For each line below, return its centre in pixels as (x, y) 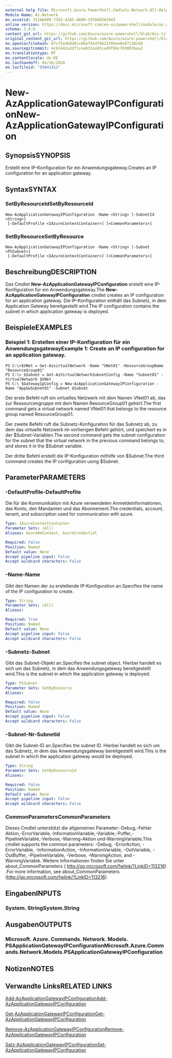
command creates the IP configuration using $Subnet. (62, 461)
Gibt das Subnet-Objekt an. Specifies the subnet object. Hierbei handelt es (83, 663)
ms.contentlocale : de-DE (32, 58)
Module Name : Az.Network (32, 15)
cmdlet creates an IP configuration (128, 295)
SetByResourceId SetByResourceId (49, 204)
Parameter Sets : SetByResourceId (41, 771)
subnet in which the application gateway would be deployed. (69, 757)
